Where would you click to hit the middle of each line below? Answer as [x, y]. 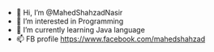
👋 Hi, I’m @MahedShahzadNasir [69, 13]
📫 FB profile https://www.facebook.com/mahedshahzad [111, 39]
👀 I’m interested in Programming [70, 21]
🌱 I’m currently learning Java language [81, 30]
